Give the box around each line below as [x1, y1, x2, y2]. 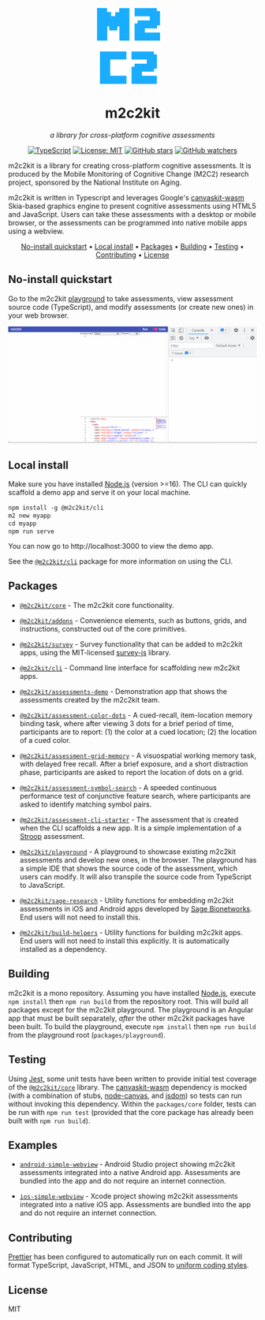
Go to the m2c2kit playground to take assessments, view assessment [8, 293, 234, 303]
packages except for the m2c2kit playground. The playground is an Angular [8, 1005, 254, 1014]
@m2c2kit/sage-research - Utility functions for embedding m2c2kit [19, 895, 234, 905]
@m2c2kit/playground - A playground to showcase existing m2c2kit [19, 847, 237, 856]
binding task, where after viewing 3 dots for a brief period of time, [19, 718, 234, 728]
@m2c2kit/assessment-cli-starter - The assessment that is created [19, 815, 239, 824]
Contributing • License [95, 250, 170, 259]
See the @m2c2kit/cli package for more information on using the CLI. [8, 557, 233, 566]
